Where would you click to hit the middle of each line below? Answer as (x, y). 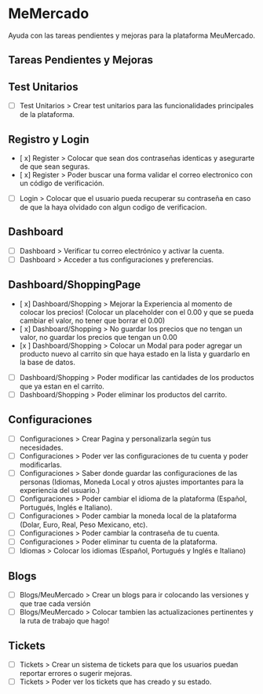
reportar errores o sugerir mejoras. (76, 674)
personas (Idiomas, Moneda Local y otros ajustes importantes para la (131, 482)
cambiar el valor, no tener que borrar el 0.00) (92, 320)
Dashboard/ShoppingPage (75, 285)
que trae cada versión (55, 604)
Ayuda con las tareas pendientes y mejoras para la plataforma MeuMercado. (132, 35)
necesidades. (41, 447)
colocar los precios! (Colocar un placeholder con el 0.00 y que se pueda (136, 312)
